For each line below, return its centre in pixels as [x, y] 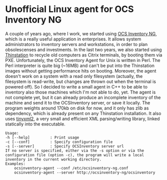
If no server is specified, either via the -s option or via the [74, 150]
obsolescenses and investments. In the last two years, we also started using [83, 49]
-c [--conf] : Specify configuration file [59, 142]
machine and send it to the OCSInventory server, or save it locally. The [78, 102]
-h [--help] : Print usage [42, 137]
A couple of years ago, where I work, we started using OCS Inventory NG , [81, 33]
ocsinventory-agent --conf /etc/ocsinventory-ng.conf [71, 168]
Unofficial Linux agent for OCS [69, 9]
